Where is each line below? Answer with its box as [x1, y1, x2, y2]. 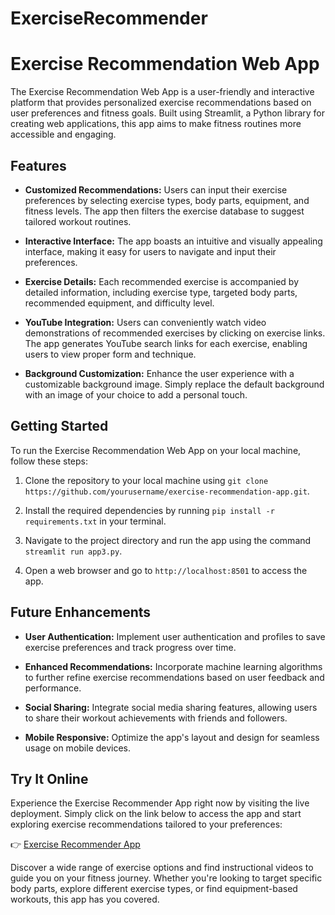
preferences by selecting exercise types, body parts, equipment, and [24, 194, 310, 206]
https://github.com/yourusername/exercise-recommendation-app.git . [24, 485, 310, 497]
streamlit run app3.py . [24, 545, 123, 557]
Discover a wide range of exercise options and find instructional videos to [10, 862, 314, 874]
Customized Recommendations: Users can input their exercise [24, 183, 288, 196]
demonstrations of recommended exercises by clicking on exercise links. [24, 327, 326, 339]
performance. [24, 682, 82, 694]
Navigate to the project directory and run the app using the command [24, 534, 312, 546]
